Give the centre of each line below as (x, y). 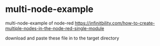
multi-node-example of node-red (39, 23)
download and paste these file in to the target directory (62, 38)
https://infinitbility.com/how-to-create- (115, 23)
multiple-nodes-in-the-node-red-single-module (55, 28)
